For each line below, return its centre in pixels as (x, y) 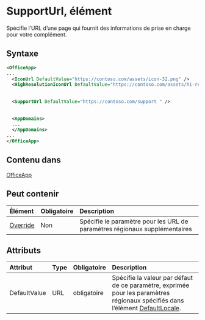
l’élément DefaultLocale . (146, 308)
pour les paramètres (141, 293)
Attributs (24, 251)
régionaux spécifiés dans (148, 301)
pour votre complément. (37, 34)
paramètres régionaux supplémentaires (135, 229)
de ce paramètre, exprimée (151, 285)
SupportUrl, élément (59, 11)
